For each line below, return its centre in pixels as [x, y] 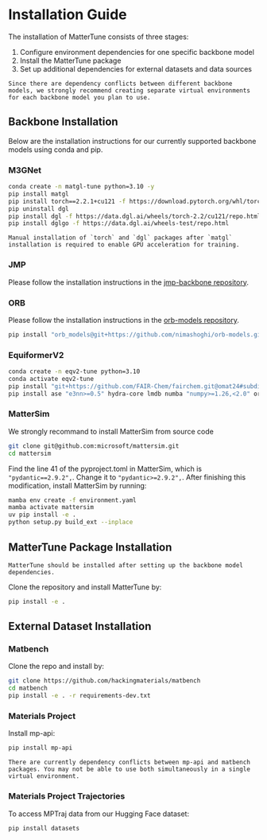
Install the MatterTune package [70, 60]
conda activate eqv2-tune [51, 379]
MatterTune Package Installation [90, 547]
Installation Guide [68, 15]
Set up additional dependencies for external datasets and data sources [136, 68]
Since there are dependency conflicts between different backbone [120, 84]
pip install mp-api [41, 748]
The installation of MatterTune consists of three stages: [99, 37]
